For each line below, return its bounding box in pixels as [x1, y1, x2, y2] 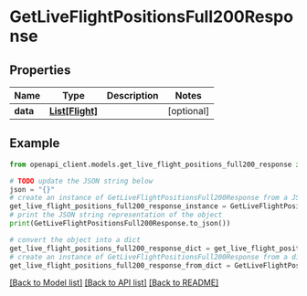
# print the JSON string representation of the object [9, 210, 223, 220]
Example [9, 135, 60, 152]
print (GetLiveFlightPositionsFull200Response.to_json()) [9, 219, 231, 228]
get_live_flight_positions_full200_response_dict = [9, 244, 210, 253]
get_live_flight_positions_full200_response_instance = [9, 202, 227, 211]
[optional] [167, 105, 210, 117]
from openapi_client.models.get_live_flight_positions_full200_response [9, 160, 292, 169]
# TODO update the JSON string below [9, 176, 153, 185]
